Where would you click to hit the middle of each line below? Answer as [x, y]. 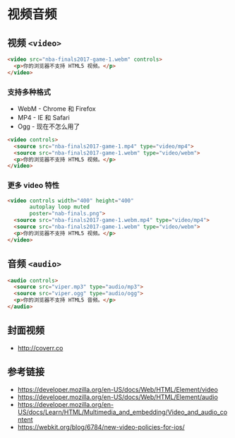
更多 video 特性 [34, 186]
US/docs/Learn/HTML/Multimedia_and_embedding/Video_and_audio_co [122, 412]
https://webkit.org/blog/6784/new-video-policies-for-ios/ [101, 427]
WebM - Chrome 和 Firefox [57, 108]
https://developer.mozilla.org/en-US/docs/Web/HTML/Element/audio [118, 397]
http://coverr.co [40, 348]
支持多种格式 [29, 92]
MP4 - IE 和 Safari [44, 117]
